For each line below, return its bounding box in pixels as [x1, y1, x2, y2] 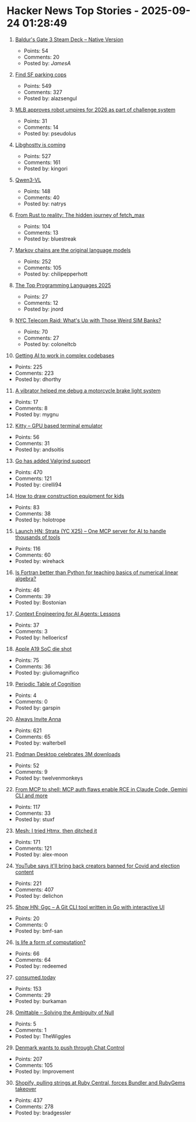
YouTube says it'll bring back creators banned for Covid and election [15, 862, 180, 869]
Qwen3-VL [15, 176, 41, 183]
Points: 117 [15, 803, 40, 810]
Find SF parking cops [15, 71, 66, 78]
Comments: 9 [15, 768, 48, 775]
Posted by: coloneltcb [23, 341, 76, 348]
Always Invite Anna [15, 715, 61, 722]
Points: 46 [15, 586, 40, 593]
